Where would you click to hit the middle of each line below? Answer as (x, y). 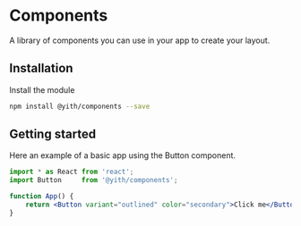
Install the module (42, 89)
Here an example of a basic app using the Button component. (122, 155)
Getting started (53, 134)
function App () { (42, 197)
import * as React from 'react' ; (72, 172)
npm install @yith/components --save (80, 106)
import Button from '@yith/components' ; (94, 180)
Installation (41, 68)
